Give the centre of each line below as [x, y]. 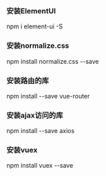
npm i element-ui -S [35, 26]
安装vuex [22, 150]
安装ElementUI [31, 10]
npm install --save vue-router [48, 96]
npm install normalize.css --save [53, 61]
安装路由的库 [28, 80]
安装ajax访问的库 [35, 115]
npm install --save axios [41, 131]
